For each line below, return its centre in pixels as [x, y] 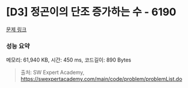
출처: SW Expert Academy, [52, 72]
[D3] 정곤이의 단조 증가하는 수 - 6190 [91, 12]
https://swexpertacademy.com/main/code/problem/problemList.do [101, 79]
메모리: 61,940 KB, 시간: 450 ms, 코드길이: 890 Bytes [69, 60]
